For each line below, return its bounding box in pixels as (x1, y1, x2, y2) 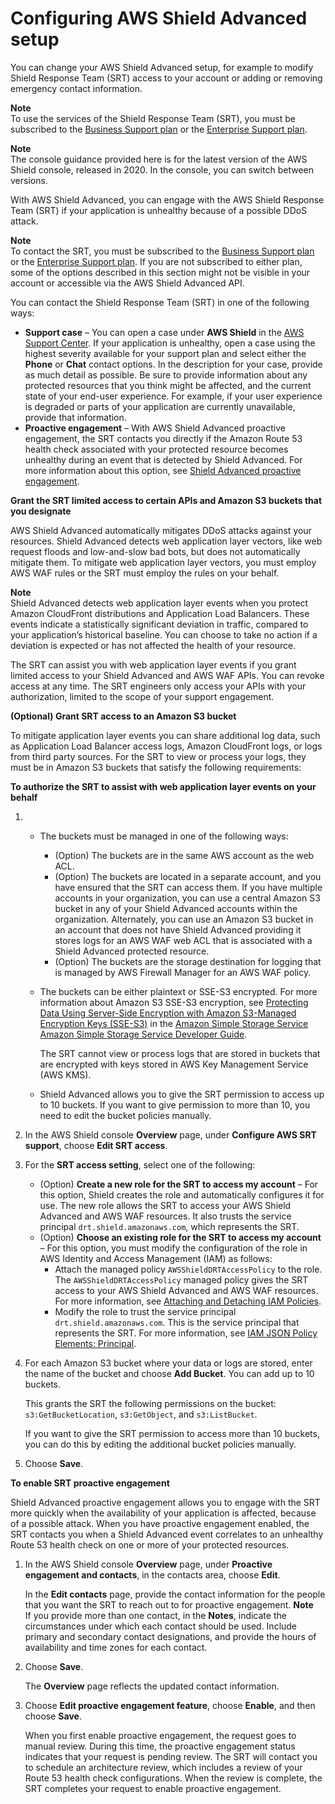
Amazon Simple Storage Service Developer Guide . (39, 1028, 248, 1040)
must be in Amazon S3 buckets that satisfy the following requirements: (10, 761, 302, 773)
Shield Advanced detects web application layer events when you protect (10, 597, 309, 609)
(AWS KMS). (39, 1068, 92, 1081)
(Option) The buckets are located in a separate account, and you (54, 870, 322, 882)
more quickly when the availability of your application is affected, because (10, 1507, 317, 1519)
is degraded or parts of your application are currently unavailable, (24, 400, 296, 412)
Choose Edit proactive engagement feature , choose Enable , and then (24, 1699, 316, 1711)
